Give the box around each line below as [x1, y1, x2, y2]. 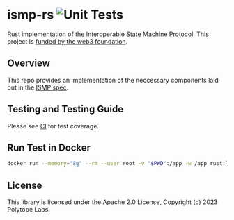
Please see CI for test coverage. [7, 121, 100, 130]
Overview [7, 58, 51, 69]
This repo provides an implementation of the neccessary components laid [7, 76, 219, 84]
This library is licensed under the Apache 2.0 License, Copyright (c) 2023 [7, 198, 218, 206]
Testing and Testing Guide [7, 103, 124, 115]
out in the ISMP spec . [7, 83, 69, 92]
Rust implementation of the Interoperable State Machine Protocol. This [7, 30, 209, 38]
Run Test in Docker [7, 142, 91, 153]
